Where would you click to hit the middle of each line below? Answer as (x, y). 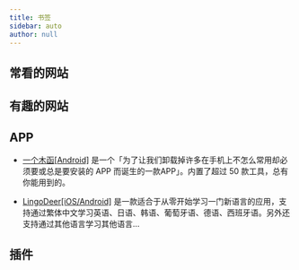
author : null (34, 34)
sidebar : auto (36, 26)
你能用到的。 (46, 182)
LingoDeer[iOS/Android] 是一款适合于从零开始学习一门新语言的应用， (150, 201)
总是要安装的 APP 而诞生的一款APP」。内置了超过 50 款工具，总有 (167, 170)
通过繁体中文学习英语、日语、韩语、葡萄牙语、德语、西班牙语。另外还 (160, 213)
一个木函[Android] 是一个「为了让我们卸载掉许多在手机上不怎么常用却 (151, 160)
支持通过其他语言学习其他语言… (81, 223)
